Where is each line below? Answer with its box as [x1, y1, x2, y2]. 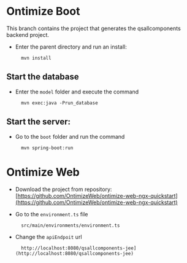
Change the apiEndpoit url [15, 233, 82, 240]
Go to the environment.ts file [15, 210, 88, 218]
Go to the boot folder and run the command [15, 133, 125, 140]
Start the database [6, 72, 79, 82]
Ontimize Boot [6, 4, 80, 18]
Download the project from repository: [15, 186, 112, 193]
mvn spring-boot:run [21, 144, 74, 151]
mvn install [21, 55, 52, 61]
